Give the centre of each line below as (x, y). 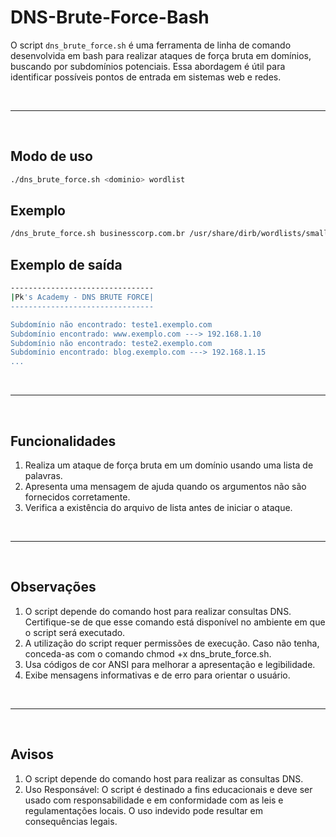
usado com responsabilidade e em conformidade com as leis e (154, 800)
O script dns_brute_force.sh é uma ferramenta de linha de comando (151, 45)
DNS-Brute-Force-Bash (110, 17)
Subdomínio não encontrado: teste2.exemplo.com (111, 343)
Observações (53, 587)
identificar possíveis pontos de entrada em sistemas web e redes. (146, 77)
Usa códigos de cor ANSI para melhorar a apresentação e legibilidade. (170, 664)
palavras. (43, 475)
